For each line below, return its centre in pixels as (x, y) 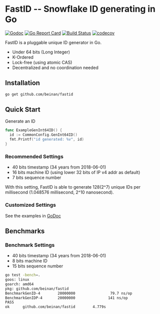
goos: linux (17, 280)
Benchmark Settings (30, 245)
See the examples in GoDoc (33, 216)
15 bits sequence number (38, 266)
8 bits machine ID (30, 261)
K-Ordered (23, 57)
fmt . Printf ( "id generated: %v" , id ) (47, 140)
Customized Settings (31, 205)
